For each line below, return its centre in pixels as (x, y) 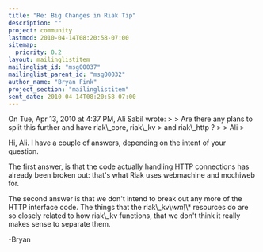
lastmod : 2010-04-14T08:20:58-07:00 (69, 38)
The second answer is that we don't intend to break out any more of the (125, 199)
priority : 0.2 (38, 52)
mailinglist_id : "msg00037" (55, 67)
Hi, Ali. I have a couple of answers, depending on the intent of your (117, 143)
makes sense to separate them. (59, 224)
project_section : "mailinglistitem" (69, 89)
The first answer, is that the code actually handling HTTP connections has (129, 166)
